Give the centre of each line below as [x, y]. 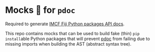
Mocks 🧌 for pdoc [40, 10]
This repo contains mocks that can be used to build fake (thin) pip [72, 33]
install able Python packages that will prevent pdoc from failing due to [77, 39]
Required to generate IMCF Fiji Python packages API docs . [65, 24]
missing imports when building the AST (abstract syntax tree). [68, 44]
